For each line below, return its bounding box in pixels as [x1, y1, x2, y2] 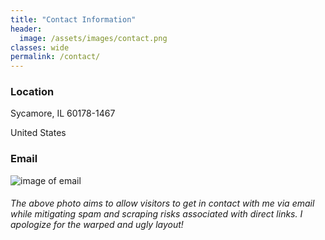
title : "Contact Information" [10, 14, 137, 25]
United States [10, 127, 67, 139]
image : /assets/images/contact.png [19, 33, 168, 43]
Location [10, 85, 55, 99]
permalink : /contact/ [10, 52, 101, 62]
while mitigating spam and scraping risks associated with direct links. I [10, 208, 303, 220]
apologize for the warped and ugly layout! [10, 219, 184, 231]
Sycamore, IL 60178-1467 [10, 107, 116, 120]
